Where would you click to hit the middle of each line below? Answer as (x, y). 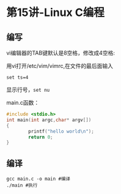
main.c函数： (23, 103)
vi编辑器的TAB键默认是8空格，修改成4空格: (61, 53)
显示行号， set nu (28, 90)
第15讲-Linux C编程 (56, 13)
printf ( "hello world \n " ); (61, 131)
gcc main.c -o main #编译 (38, 179)
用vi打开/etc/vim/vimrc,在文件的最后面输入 (60, 66)
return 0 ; (41, 137)
